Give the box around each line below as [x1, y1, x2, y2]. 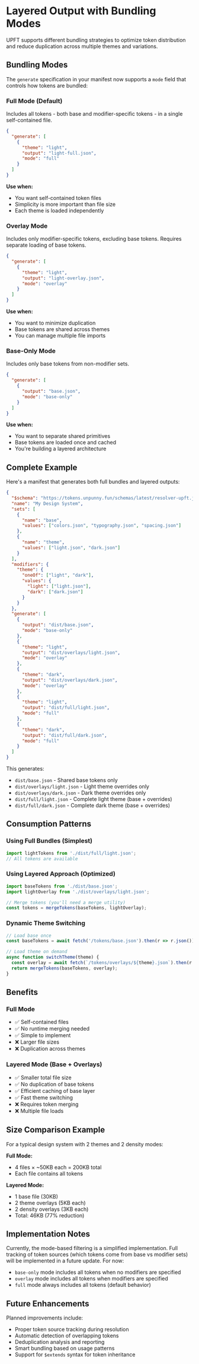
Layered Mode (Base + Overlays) [6, 1060, 102, 1069]
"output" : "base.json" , [21, 389, 81, 395]
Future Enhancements [6, 1298, 90, 1309]
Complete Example [6, 462, 78, 472]
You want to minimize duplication [14, 319, 96, 327]
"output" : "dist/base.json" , [21, 622, 94, 628]
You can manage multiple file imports [14, 332, 106, 339]
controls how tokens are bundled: [6, 82, 88, 89]
